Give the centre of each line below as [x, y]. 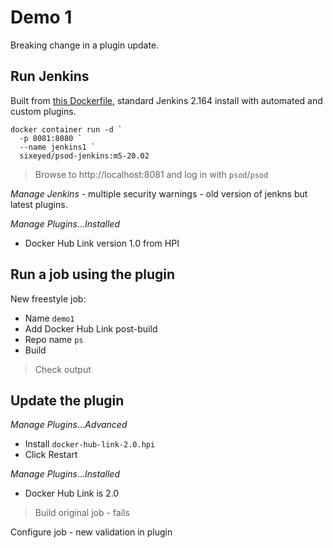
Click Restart [51, 455]
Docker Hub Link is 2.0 [72, 493]
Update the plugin [67, 400]
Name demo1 [49, 318]
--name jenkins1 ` [58, 147]
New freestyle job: [48, 298]
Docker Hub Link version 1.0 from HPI [102, 243]
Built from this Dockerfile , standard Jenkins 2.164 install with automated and [166, 100]
